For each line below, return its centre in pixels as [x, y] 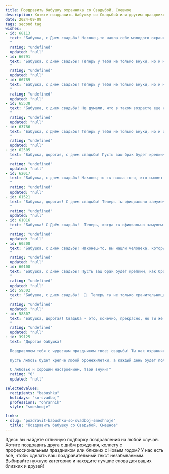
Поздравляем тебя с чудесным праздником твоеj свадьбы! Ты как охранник [88, 351]
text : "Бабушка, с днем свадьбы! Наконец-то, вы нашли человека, [80, 248]
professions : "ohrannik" [36, 402]
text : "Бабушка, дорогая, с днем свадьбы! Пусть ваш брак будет [78, 155]
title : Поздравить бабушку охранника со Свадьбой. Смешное [68, 10]
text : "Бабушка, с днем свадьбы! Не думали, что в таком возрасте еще [85, 108]
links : [12, 416]
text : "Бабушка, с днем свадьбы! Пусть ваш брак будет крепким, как [83, 271]
